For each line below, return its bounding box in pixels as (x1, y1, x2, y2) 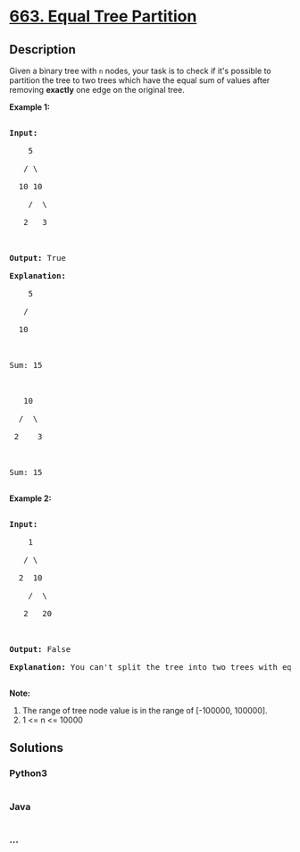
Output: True (9, 253, 67, 263)
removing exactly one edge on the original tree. (9, 85, 185, 95)
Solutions (9, 740, 64, 756)
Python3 (9, 767, 47, 780)
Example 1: (9, 102, 51, 113)
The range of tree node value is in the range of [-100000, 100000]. (21, 706, 268, 715)
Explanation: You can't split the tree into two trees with (9, 663, 279, 672)
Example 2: (9, 493, 52, 504)
